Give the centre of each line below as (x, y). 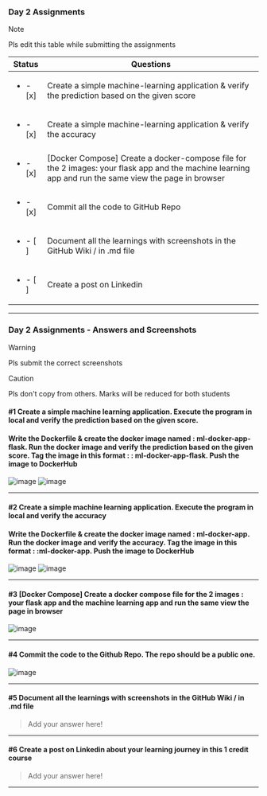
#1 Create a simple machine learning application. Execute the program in (130, 412)
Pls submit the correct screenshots (66, 363)
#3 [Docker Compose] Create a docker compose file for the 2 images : (126, 594)
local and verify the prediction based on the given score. (103, 420)
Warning (22, 347)
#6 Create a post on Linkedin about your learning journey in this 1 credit (128, 750)
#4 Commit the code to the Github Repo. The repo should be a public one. (132, 654)
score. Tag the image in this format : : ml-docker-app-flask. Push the (124, 455)
